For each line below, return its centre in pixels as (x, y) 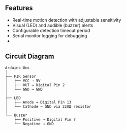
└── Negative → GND (34, 124)
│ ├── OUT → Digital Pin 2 (35, 85)
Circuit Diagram (30, 56)
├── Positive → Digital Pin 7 (45, 119)
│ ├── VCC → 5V (23, 81)
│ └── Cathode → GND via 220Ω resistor (48, 106)
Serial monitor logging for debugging (49, 35)
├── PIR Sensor (21, 76)
